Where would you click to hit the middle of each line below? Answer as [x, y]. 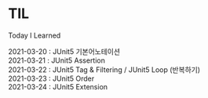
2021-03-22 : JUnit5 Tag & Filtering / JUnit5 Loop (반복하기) [104, 69]
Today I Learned [35, 35]
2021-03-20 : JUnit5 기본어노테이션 [64, 51]
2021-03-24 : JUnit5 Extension [58, 86]
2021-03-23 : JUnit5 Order [51, 78]
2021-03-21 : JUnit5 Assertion [57, 60]
